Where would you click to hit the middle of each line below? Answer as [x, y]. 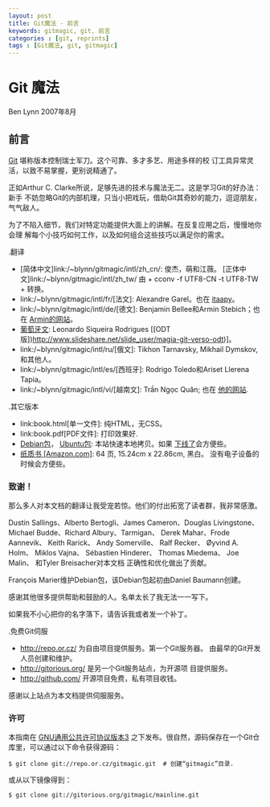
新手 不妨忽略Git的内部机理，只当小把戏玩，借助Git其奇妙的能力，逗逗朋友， [135, 197]
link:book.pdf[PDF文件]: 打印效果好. [79, 433]
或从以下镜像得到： [40, 780]
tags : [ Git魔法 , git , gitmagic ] [63, 46]
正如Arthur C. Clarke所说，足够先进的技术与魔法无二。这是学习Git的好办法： [135, 187]
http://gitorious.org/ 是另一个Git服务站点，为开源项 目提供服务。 [126, 669]
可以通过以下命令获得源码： [75, 748]
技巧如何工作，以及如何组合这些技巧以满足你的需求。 [140, 235]
